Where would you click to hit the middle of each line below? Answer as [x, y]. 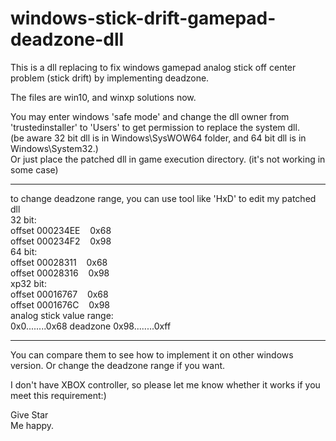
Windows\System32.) [54, 148]
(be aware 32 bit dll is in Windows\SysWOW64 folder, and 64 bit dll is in [158, 138]
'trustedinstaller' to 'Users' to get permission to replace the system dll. [155, 127]
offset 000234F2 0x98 [61, 241]
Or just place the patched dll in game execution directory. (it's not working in [168, 159]
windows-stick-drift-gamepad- [143, 18]
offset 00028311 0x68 [59, 262]
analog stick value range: [62, 315]
